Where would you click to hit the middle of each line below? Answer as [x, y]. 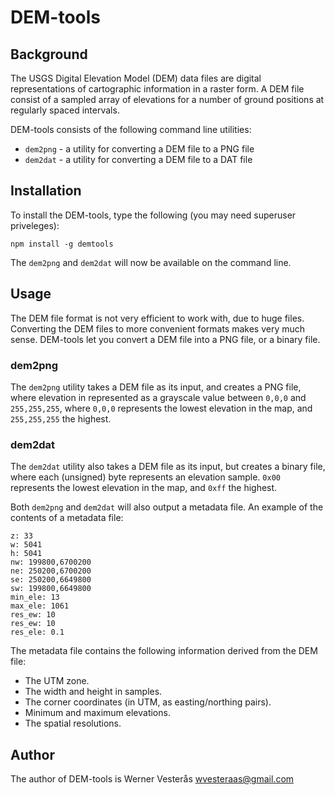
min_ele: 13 [35, 597]
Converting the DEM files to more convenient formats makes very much [158, 328]
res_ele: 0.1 [37, 632]
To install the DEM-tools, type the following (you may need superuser [153, 215]
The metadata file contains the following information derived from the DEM [164, 651]
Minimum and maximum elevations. [97, 713]
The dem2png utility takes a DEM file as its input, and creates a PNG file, [156, 387]
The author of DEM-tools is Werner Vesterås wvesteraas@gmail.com [152, 779]
